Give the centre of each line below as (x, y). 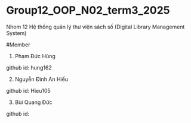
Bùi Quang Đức (33, 102)
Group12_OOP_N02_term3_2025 (88, 10)
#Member (18, 45)
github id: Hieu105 (28, 90)
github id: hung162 (29, 67)
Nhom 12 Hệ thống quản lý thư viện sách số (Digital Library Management (95, 27)
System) (16, 33)
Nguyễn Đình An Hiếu (41, 79)
